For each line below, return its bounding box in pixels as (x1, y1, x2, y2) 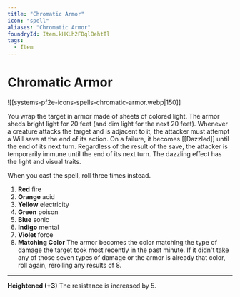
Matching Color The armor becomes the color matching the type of (17, 238, 218, 246)
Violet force (17, 230, 54, 239)
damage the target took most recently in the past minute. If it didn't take (17, 246, 229, 254)
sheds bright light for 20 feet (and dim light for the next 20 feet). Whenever (7, 119, 229, 128)
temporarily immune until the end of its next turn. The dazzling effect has (7, 149, 222, 158)
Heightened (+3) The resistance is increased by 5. (7, 281, 157, 290)
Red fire (17, 185, 41, 193)
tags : (7, 37, 24, 44)
